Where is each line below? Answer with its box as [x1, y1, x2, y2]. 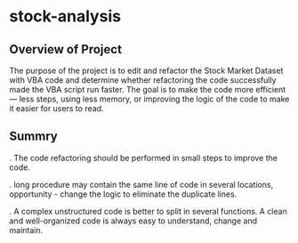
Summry [9, 129, 58, 144]
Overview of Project [9, 42, 123, 57]
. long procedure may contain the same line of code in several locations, [9, 179, 274, 190]
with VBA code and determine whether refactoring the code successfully [9, 75, 278, 85]
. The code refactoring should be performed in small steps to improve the [9, 152, 278, 163]
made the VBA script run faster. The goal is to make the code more [9, 85, 254, 94]
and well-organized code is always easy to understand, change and [9, 215, 258, 226]
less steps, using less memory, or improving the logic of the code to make [19, 93, 290, 104]
